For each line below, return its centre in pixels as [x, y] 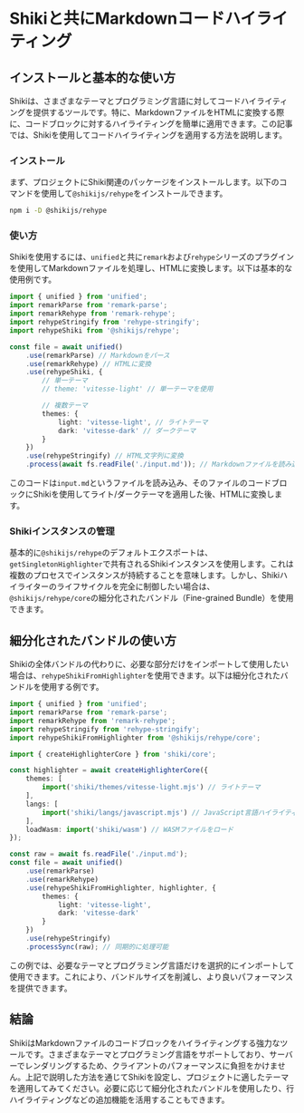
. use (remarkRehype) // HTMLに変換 [89, 363]
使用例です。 [33, 280]
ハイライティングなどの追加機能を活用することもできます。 [119, 1099]
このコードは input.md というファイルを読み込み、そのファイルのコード [140, 483]
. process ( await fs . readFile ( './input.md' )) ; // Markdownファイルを [152, 465]
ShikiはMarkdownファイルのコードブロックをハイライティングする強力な [145, 1042]
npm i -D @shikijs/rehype [58, 211]
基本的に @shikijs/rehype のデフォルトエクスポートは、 [111, 553]
